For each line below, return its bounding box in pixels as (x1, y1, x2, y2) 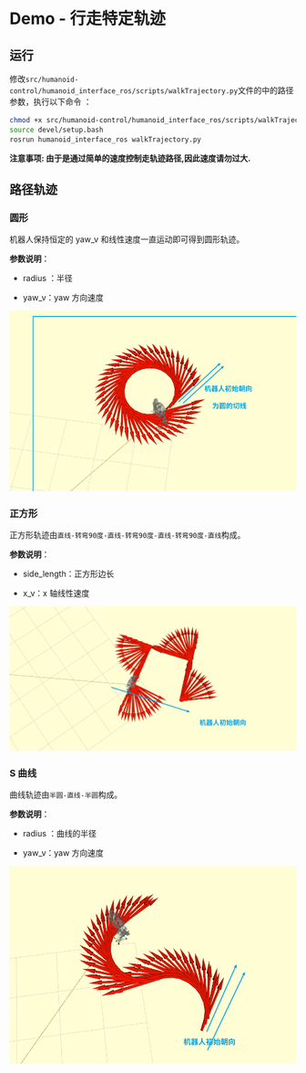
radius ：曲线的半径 (22, 828, 97, 839)
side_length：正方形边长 (22, 568, 115, 580)
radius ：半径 (22, 273, 73, 284)
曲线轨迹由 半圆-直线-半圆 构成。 (9, 789, 123, 800)
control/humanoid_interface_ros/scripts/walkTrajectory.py (9, 87, 239, 96)
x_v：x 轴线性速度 (22, 588, 90, 599)
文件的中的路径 (237, 85, 294, 96)
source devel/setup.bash (9, 125, 104, 134)
